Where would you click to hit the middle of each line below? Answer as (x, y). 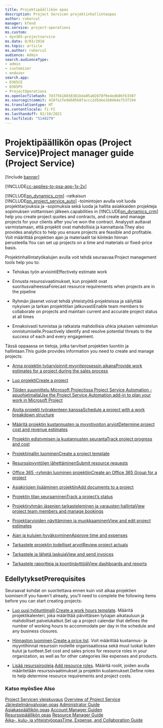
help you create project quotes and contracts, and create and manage (75, 216)
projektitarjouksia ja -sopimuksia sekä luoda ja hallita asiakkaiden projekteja (81, 206)
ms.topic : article (24, 46)
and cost (21, 444)
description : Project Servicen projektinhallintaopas (61, 14)
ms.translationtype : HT (29, 105)
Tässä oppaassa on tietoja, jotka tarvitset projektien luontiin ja (67, 346)
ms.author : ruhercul (26, 50)
